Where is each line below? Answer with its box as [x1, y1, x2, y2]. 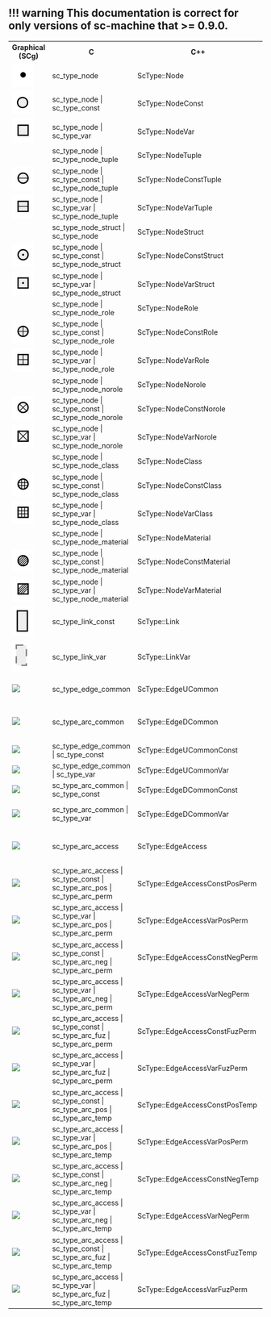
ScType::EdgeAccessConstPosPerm [136, 878, 257, 888]
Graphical [11, 43, 46, 52]
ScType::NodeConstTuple [136, 174, 222, 184]
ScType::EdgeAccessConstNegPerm [136, 952, 258, 962]
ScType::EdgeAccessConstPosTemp [136, 1100, 258, 1110]
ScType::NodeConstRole [136, 327, 219, 337]
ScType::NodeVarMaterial [136, 585, 222, 595]
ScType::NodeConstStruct [136, 251, 224, 260]
